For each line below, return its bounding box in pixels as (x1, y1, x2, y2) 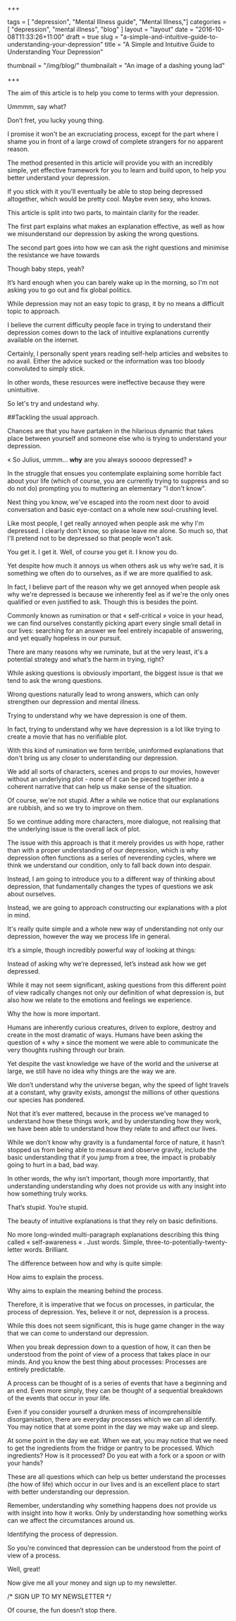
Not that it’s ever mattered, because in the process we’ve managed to (7, 1109, 209, 1118)
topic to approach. (7, 307, 61, 315)
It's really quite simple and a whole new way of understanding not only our (7, 925, 224, 933)
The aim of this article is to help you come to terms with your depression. (7, 89, 220, 97)
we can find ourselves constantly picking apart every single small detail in (7, 619, 222, 627)
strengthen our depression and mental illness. (7, 698, 141, 706)
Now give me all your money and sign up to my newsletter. (7, 1579, 178, 1587)
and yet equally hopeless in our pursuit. (7, 634, 122, 642)
